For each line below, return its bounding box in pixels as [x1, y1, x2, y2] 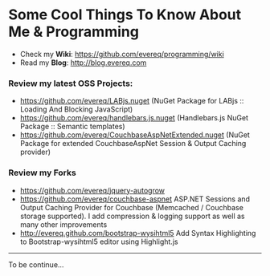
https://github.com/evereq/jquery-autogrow [19, 185, 166, 195]
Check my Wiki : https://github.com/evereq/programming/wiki [19, 49, 225, 59]
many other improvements [19, 219, 108, 229]
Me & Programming [8, 22, 139, 41]
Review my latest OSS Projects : [8, 78, 133, 89]
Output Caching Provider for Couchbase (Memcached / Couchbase [19, 202, 243, 212]
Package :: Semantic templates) [19, 122, 126, 132]
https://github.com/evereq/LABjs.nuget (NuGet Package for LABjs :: [19, 96, 244, 106]
